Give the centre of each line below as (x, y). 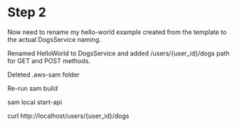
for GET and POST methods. (49, 60)
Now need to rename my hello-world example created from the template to (117, 32)
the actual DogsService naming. (54, 39)
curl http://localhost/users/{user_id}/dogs (68, 116)
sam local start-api (35, 102)
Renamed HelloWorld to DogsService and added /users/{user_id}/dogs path (118, 53)
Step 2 (27, 12)
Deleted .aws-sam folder (44, 74)
